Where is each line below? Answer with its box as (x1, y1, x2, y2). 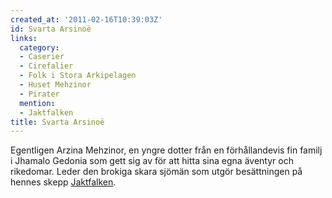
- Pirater (19, 89, 60, 99)
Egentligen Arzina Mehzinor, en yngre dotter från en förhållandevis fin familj (10, 144, 323, 156)
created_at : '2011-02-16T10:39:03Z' (10, 14, 163, 25)
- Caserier (19, 52, 65, 62)
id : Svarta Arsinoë (10, 24, 92, 34)
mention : (19, 98, 56, 108)
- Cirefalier (19, 61, 74, 71)
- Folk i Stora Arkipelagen (19, 71, 137, 81)
